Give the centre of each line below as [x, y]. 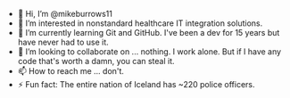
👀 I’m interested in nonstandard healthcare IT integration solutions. [140, 23]
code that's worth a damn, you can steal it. [96, 61]
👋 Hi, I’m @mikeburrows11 [65, 14]
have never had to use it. [63, 42]
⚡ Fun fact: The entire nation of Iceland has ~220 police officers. [137, 84]
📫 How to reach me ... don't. [71, 71]
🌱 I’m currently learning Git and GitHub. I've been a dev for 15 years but [149, 33]
